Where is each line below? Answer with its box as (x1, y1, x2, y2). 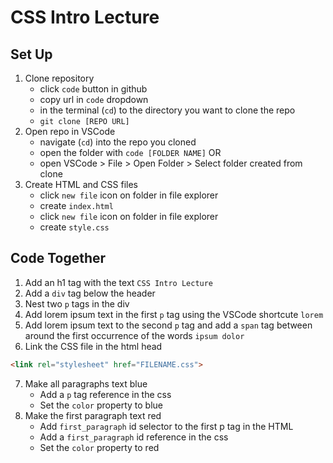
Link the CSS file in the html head (24, 340, 163, 352)
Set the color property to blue (39, 399, 164, 411)
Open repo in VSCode (24, 126, 116, 137)
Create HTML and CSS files (24, 179, 138, 190)
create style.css (39, 221, 110, 233)
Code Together (10, 250, 107, 267)
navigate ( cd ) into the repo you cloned (39, 136, 197, 148)
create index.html (39, 200, 114, 211)
